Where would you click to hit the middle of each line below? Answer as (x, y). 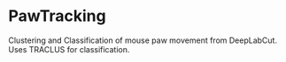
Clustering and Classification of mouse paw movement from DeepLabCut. (143, 40)
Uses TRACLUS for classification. (69, 49)
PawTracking (58, 16)
